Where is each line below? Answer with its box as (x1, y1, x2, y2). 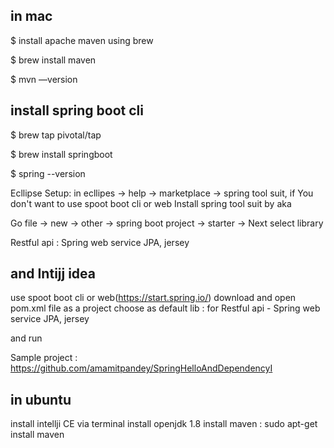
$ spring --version (10, 167, 86, 179)
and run (10, 332, 43, 344)
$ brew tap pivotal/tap (10, 129, 102, 141)
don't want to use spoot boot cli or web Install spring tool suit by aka (10, 197, 292, 209)
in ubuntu (10, 391, 72, 408)
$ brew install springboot (10, 148, 113, 160)
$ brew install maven (10, 54, 97, 66)
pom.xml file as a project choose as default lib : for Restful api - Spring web (10, 302, 321, 314)
